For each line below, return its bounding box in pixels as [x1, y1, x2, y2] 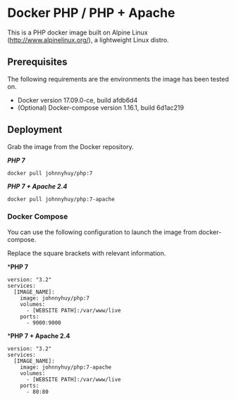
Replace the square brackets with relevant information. [7, 248, 166, 257]
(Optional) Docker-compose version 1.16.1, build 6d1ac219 [17, 103, 185, 112]
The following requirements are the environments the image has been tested [7, 75, 229, 83]
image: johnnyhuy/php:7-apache [20, 364, 112, 371]
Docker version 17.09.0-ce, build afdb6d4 [17, 96, 138, 104]
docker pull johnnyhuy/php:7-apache [7, 196, 115, 203]
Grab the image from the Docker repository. [7, 142, 134, 151]
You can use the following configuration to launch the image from [7, 227, 197, 236]
